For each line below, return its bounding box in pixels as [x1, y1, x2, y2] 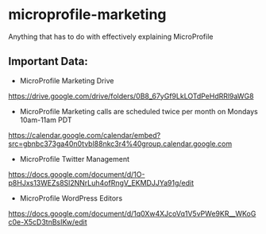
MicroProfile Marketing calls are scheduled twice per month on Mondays [19, 106, 258, 116]
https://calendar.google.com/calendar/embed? [8, 130, 161, 140]
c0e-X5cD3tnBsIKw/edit [8, 217, 87, 227]
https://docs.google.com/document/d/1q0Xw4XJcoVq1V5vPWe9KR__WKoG [8, 209, 256, 218]
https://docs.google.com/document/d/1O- [8, 169, 145, 179]
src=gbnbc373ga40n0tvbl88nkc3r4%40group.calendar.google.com [8, 139, 233, 148]
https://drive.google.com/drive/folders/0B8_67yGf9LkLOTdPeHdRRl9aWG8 [8, 91, 254, 101]
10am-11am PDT [19, 115, 73, 125]
